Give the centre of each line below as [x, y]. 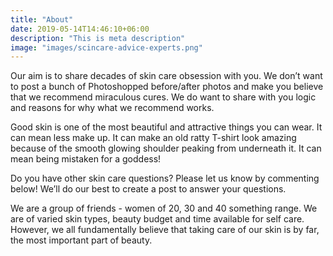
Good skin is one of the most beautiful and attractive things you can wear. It [166, 127]
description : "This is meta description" [98, 38]
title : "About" [42, 19]
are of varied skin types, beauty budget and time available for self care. [157, 219]
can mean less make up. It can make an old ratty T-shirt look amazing [153, 138]
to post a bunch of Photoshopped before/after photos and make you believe [167, 87]
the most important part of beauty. [81, 240]
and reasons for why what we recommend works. [112, 108]
